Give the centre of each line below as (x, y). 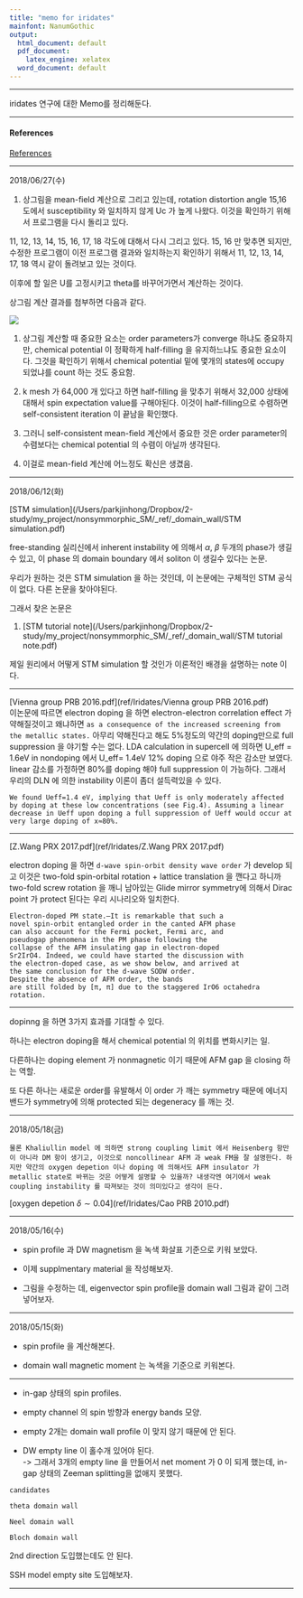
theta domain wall (44, 1506)
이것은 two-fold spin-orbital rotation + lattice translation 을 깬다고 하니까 (150, 876)
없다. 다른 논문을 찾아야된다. (68, 589)
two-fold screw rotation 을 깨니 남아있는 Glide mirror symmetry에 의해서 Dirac (151, 888)
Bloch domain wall (44, 1538)
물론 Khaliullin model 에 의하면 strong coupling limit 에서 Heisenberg (141, 1148)
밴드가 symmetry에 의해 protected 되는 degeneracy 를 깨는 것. (122, 1102)
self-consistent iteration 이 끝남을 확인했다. (100, 414)
